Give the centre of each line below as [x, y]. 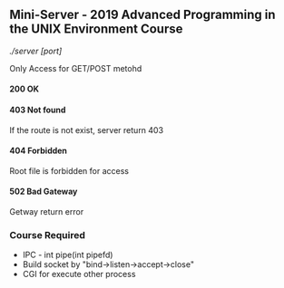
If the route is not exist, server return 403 [87, 130]
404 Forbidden [39, 151]
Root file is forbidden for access [69, 170]
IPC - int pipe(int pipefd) [68, 255]
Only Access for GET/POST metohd [76, 68]
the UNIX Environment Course [96, 29]
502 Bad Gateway [44, 192]
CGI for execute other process [79, 274]
